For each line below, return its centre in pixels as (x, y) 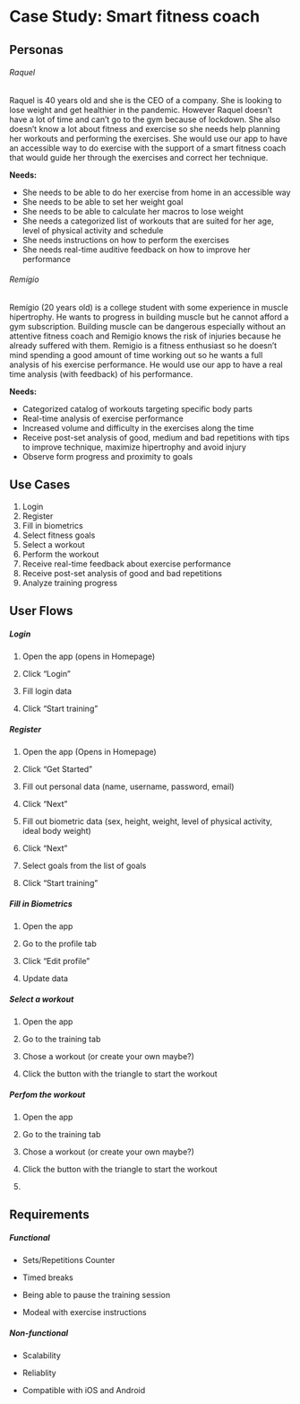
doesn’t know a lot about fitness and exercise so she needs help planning (145, 128)
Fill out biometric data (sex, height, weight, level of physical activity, (147, 821)
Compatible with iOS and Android (84, 1391)
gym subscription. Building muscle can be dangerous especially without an (148, 326)
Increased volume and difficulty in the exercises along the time (138, 427)
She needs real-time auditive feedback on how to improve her (136, 250)
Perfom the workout (47, 1094)
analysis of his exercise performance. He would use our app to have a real (146, 364)
